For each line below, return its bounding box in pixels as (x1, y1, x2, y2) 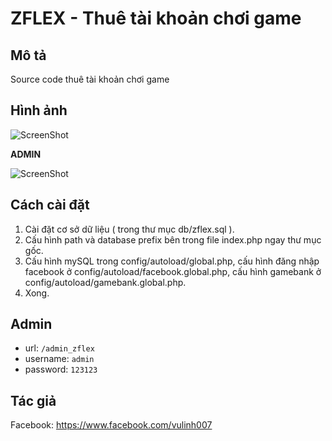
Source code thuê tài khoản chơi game (10, 73, 170, 85)
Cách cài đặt (10, 197, 90, 214)
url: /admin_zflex (24, 342, 95, 354)
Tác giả (10, 392, 57, 409)
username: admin (24, 353, 95, 365)
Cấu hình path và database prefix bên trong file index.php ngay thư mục (24, 233, 322, 246)
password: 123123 (24, 363, 98, 376)
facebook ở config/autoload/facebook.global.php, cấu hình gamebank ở (24, 265, 322, 277)
